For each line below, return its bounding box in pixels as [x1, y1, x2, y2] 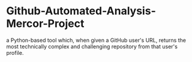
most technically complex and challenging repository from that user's [6, 43, 178, 50]
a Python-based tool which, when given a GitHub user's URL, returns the [6, 36, 186, 44]
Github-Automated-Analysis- [6, 4, 156, 18]
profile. [6, 49, 24, 56]
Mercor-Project [6, 17, 85, 30]
